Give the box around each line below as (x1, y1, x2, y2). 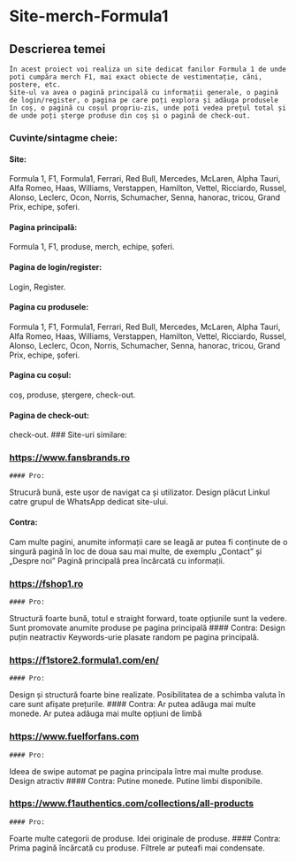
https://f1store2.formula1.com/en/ (9, 653, 160, 666)
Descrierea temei (9, 42, 106, 57)
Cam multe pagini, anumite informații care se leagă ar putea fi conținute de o (9, 536, 288, 547)
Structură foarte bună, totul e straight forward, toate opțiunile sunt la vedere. (9, 612, 287, 623)
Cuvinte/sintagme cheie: (9, 131, 118, 143)
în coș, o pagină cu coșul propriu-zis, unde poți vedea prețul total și (9, 104, 287, 112)
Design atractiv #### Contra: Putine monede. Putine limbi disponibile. (9, 775, 263, 786)
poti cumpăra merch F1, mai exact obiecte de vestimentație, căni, (9, 73, 263, 81)
